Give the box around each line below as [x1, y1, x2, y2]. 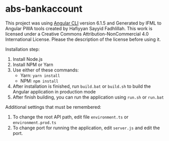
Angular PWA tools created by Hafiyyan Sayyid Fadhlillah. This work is [5, 25, 153, 31]
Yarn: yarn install [20, 72, 60, 78]
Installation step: [5, 46, 40, 52]
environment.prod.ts [12, 120, 57, 125]
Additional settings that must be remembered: [5, 104, 102, 110]
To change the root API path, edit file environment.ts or [12, 113, 129, 120]
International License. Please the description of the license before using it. [5, 36, 161, 42]
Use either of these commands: [12, 67, 79, 73]
